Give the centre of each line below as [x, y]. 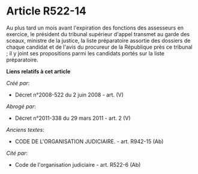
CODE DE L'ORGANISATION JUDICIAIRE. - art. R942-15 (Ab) [89, 141]
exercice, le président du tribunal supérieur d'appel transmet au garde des [98, 34]
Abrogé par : [21, 106]
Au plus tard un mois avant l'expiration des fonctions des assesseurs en [95, 28]
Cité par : [17, 153]
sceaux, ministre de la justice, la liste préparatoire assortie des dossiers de [98, 40]
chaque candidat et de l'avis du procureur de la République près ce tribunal [100, 47]
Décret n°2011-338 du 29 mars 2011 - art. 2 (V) [73, 118]
